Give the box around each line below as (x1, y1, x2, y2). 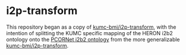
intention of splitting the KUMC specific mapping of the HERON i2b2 (6, 29, 174, 36)
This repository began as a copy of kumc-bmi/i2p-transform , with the (6, 23, 176, 30)
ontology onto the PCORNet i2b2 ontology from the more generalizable (6, 36, 180, 43)
